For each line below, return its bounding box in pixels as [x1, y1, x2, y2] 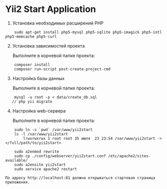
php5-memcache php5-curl [5, 34, 57, 39]
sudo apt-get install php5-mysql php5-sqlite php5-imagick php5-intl [14, 29, 162, 34]
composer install [14, 62, 50, 67]
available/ [5, 157, 28, 163]
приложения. [5, 179, 30, 184]
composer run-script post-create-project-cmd [14, 66, 111, 71]
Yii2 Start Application [5, 3, 96, 15]
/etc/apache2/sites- [108, 153, 151, 158]
